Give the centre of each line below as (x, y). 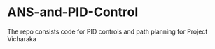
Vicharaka (22, 38)
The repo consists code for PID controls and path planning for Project (107, 31)
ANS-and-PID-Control (73, 12)
